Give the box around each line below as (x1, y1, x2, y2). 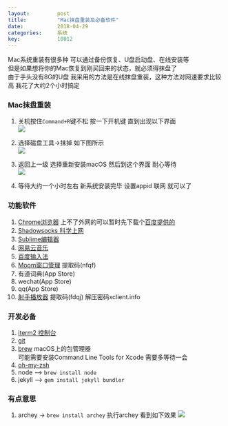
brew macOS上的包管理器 (17, 345, 92, 353)
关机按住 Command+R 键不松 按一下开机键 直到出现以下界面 (17, 117, 176, 125)
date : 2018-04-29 (8, 23, 89, 30)
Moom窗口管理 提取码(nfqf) (17, 261, 96, 269)
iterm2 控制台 (17, 329, 57, 337)
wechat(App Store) (17, 277, 72, 285)
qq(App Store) (17, 284, 59, 293)
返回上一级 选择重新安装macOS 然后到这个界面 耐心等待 (17, 160, 177, 169)
